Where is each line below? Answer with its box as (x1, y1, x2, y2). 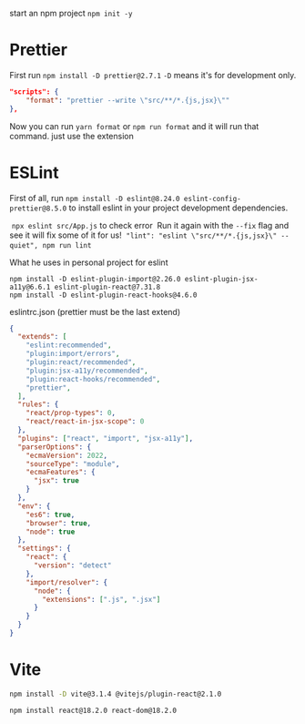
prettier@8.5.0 (9, 204, 67, 213)
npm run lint (42, 240, 92, 250)
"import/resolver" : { (25, 577, 107, 586)
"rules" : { (17, 400, 59, 409)
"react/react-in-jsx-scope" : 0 (25, 417, 145, 426)
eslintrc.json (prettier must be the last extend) (9, 306, 180, 317)
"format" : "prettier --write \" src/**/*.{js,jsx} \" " (25, 96, 230, 105)
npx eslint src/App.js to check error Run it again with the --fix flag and (11, 219, 290, 230)
